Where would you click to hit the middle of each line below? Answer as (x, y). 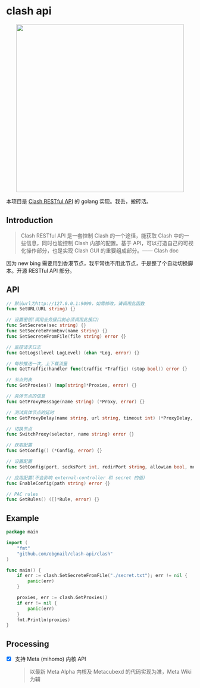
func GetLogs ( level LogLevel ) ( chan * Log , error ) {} (73, 353)
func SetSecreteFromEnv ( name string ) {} (57, 331)
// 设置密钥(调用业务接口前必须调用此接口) (53, 320)
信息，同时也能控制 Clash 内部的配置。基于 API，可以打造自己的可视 (110, 243)
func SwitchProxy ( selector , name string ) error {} (70, 434)
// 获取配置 (19, 445)
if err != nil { (37, 603)
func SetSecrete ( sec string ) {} (46, 326)
